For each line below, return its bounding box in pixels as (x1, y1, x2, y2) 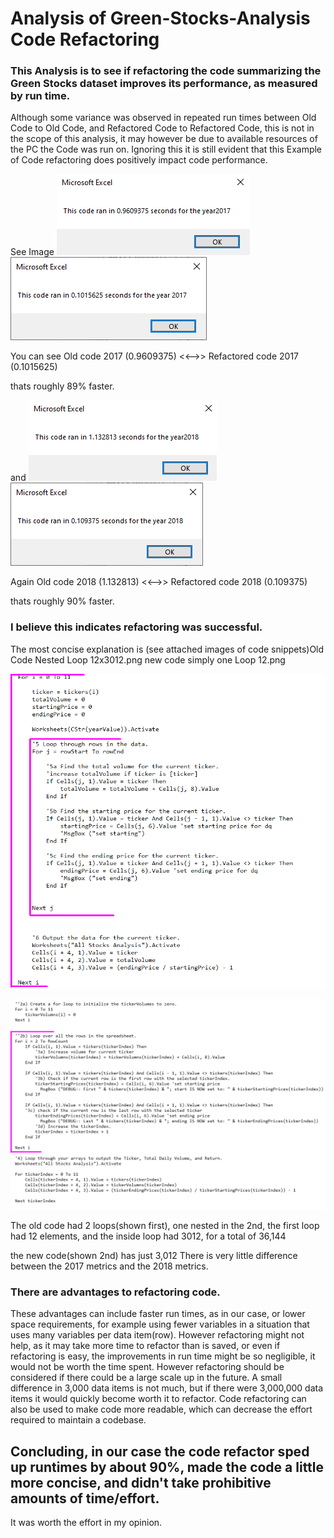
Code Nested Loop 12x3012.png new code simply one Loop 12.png (10, 653, 286, 666)
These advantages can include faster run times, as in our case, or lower (10, 1308, 306, 1320)
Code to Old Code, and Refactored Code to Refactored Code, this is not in (10, 122, 315, 134)
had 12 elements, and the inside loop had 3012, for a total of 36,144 (10, 1230, 287, 1242)
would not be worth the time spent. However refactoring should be (10, 1361, 285, 1373)
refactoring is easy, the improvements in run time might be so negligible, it (10, 1350, 316, 1362)
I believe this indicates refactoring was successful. (10, 620, 263, 634)
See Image (10, 246, 55, 258)
